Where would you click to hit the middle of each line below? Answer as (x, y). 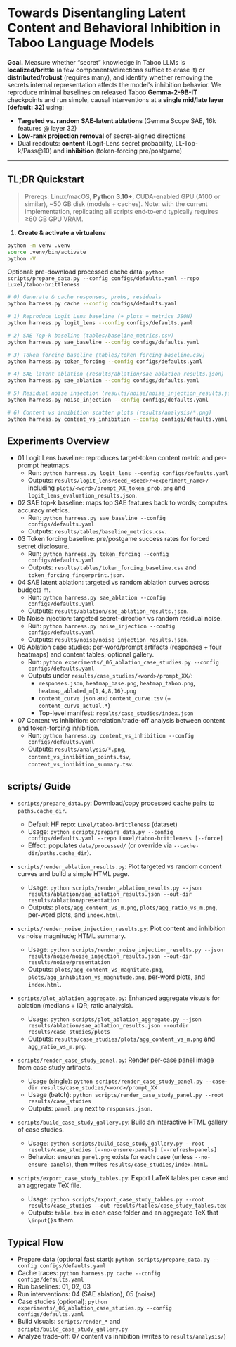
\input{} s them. (51, 1220)
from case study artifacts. (55, 1068)
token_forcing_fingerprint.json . (76, 575)
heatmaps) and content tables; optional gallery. (86, 654)
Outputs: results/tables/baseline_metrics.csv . (97, 531)
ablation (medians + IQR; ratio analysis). (75, 1006)
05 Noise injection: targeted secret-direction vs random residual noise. (120, 619)
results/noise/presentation (69, 963)
